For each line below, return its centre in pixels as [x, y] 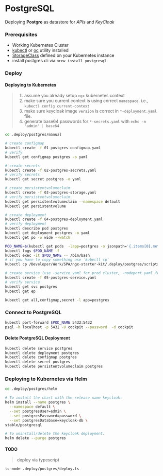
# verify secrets [23, 175]
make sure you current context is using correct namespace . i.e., [86, 101]
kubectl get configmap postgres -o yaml [47, 157]
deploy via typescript [38, 460]
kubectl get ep [20, 291]
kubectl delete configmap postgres [41, 357]
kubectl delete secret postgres [38, 362]
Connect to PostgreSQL [33, 313]
